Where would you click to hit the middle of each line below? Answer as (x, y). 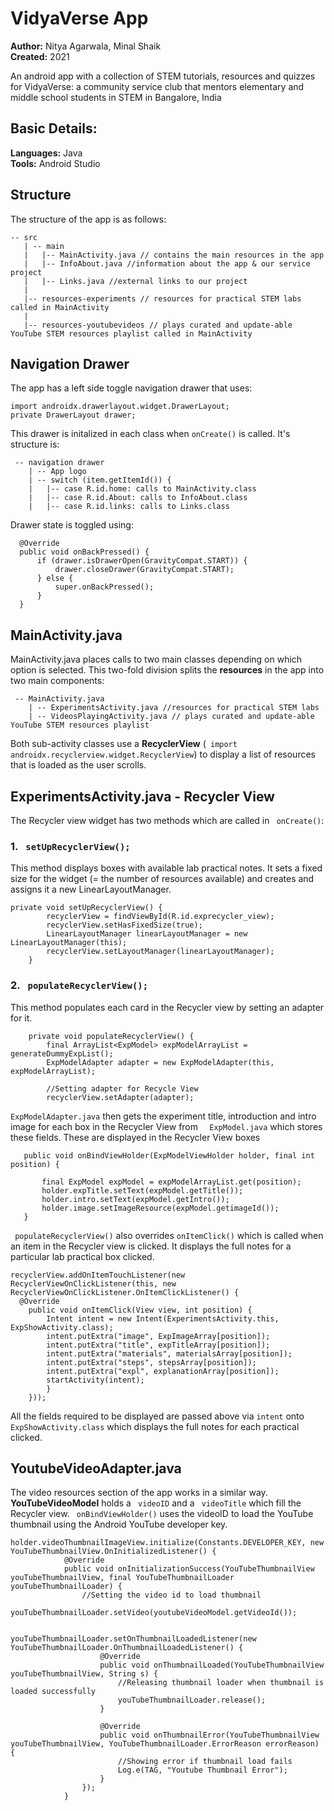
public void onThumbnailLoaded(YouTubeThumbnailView (212, 1665)
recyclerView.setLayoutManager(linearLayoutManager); (160, 952)
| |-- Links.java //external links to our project (135, 281)
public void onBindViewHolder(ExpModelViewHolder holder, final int (169, 1155)
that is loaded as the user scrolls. (78, 765)
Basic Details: (54, 128)
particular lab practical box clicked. (82, 1256)
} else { (55, 578)
